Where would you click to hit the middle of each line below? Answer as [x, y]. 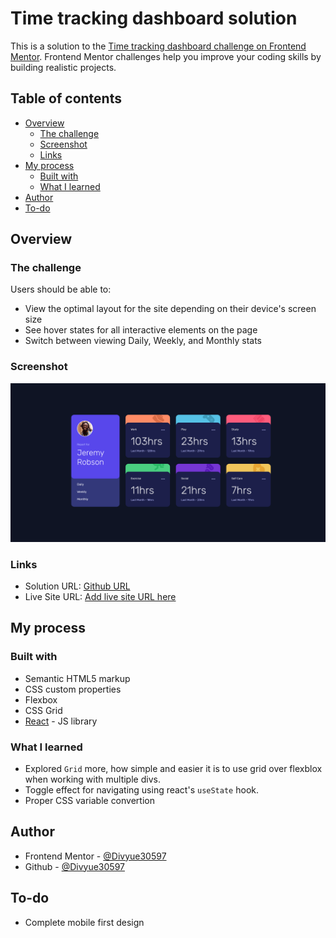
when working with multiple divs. [92, 779]
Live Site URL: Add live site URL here [100, 596]
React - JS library [61, 721]
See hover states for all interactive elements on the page [141, 330]
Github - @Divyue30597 [74, 866]
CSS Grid [43, 710]
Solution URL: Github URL [77, 586]
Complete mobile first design [84, 922]
